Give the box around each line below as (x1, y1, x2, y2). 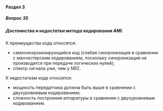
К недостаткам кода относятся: (5, 74, 72, 81)
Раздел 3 (5, 4, 25, 10)
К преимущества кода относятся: (5, 40, 76, 46)
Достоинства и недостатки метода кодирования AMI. (5, 28, 124, 34)
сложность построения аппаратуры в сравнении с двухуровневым (12, 95, 155, 101)
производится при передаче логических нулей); (12, 60, 115, 66)
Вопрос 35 (5, 15, 29, 21)
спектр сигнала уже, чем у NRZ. (12, 65, 81, 71)
